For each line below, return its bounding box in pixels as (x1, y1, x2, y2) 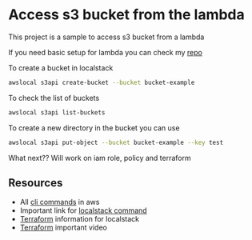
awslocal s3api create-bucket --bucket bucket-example (8, 78, 195, 86)
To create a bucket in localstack (8, 62, 114, 73)
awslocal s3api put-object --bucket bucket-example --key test (8, 138, 224, 146)
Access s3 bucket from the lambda (8, 6, 246, 24)
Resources (8, 176, 63, 190)
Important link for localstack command (19, 206, 147, 215)
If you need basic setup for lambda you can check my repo (8, 47, 202, 57)
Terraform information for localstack (19, 214, 140, 224)
